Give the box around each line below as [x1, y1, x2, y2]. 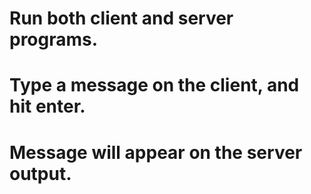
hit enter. [9, 95, 86, 118]
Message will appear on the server [9, 141, 303, 164]
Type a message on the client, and [9, 74, 300, 97]
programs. [9, 28, 99, 51]
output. [9, 162, 72, 185]
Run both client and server [9, 7, 234, 30]
